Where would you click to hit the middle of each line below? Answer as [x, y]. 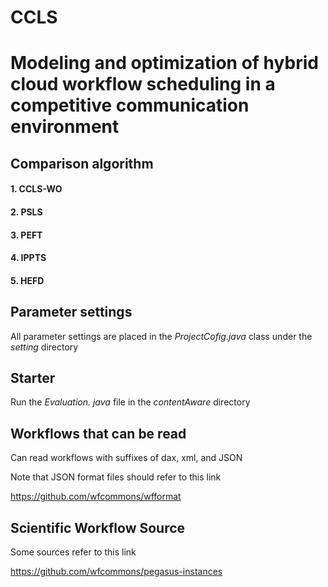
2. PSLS [26, 212]
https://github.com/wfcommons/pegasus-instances [116, 571]
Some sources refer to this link [73, 552]
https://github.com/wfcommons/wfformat [96, 497]
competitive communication [130, 105]
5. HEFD [27, 280]
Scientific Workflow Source [98, 527]
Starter [33, 377]
